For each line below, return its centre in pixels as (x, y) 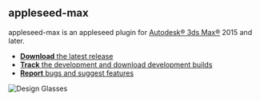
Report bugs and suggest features (77, 73)
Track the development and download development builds (116, 64)
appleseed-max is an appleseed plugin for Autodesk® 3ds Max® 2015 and (130, 32)
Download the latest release (66, 56)
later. (17, 41)
